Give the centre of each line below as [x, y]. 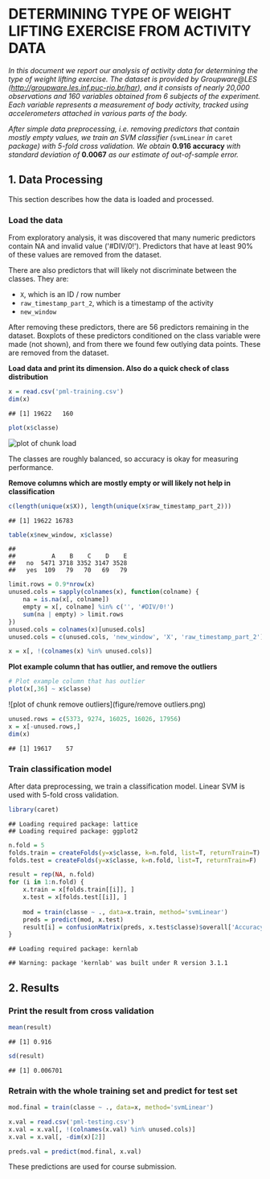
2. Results [34, 988]
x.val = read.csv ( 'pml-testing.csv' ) [72, 1122]
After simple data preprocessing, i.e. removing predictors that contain [124, 129]
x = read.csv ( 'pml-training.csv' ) [66, 392]
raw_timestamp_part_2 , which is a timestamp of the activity [117, 303]
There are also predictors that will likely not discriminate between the [123, 270]
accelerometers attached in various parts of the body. [98, 113]
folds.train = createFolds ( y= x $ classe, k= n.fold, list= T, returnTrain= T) [135, 853]
